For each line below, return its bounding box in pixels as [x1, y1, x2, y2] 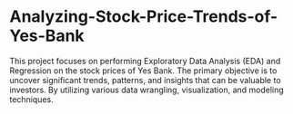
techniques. [9, 93, 54, 105]
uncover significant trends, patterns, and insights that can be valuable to [9, 74, 281, 85]
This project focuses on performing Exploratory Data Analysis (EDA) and [9, 55, 281, 66]
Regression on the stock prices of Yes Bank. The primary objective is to [9, 65, 278, 76]
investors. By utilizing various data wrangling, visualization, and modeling [9, 84, 284, 95]
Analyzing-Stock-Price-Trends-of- [9, 6, 278, 27]
